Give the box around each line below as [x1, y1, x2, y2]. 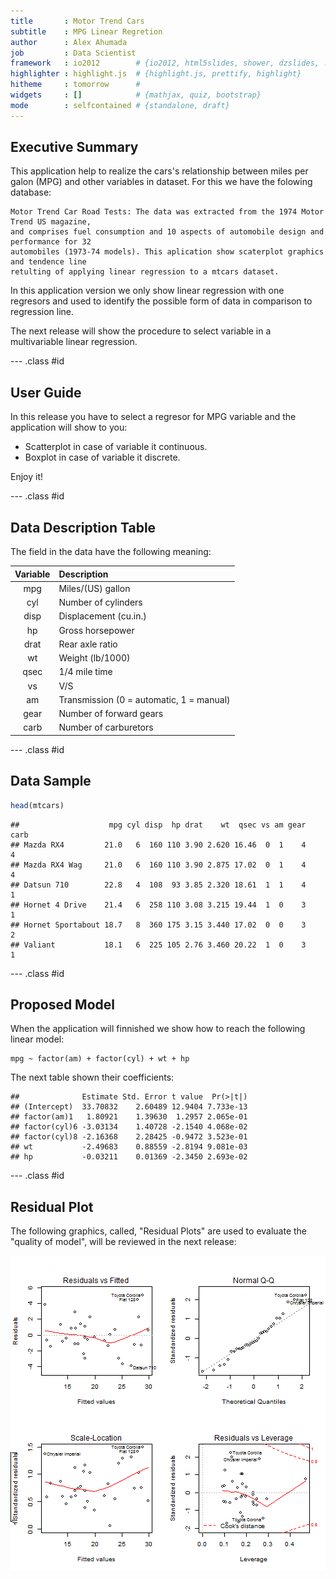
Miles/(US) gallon [58, 582, 131, 594]
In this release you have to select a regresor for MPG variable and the [10, 411, 297, 423]
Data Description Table [10, 519, 157, 536]
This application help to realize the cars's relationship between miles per [10, 165, 309, 177]
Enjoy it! [10, 471, 44, 483]
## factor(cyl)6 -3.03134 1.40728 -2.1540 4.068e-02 [10, 1122, 248, 1132]
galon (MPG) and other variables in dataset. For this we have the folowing [10, 176, 313, 188]
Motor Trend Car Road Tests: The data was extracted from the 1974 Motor [10, 207, 325, 217]
